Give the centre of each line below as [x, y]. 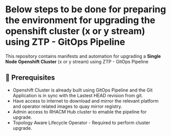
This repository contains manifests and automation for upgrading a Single [83, 56]
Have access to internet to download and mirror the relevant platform [85, 101]
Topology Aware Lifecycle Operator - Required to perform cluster [81, 122]
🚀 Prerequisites [30, 78]
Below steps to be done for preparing [86, 9]
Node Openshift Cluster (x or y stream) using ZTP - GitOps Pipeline [77, 61]
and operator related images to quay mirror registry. [67, 106]
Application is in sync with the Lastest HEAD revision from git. [78, 95]
